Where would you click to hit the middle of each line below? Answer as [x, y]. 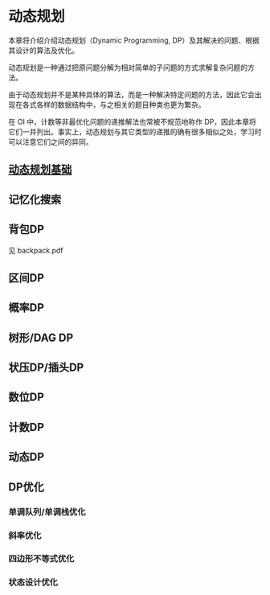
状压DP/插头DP [46, 368]
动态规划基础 [40, 170]
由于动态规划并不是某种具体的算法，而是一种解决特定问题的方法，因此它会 [131, 94]
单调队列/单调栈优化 [47, 511]
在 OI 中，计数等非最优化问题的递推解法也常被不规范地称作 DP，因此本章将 [133, 121]
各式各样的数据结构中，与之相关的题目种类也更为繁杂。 [114, 105]
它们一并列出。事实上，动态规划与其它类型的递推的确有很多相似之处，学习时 [135, 131]
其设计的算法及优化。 [43, 50]
